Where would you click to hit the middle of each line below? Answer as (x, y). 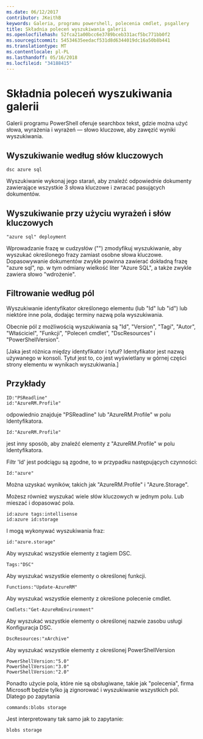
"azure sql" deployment (37, 237)
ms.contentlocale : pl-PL (38, 52)
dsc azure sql (24, 170)
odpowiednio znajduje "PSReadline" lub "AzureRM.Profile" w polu (89, 414)
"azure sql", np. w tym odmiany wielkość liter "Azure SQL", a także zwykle (99, 268)
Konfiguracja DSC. (30, 627)
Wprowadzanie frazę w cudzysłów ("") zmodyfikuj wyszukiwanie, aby (94, 248)
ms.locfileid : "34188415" (39, 63)
